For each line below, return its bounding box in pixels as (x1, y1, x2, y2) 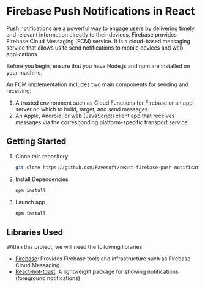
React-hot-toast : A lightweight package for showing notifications (15, 268, 179, 276)
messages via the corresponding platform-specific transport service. (15, 118, 190, 126)
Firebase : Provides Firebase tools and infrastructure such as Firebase (15, 255, 191, 262)
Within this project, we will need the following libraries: (6, 243, 144, 251)
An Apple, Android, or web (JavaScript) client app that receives (15, 112, 175, 119)
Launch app (15, 198, 46, 205)
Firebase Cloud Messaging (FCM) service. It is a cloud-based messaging (6, 37, 191, 45)
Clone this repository (15, 152, 69, 160)
